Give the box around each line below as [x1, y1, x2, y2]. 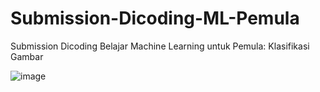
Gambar [10, 50, 44, 62]
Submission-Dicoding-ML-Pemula [10, 7, 300, 30]
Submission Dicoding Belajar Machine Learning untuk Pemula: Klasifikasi [10, 40, 310, 52]
